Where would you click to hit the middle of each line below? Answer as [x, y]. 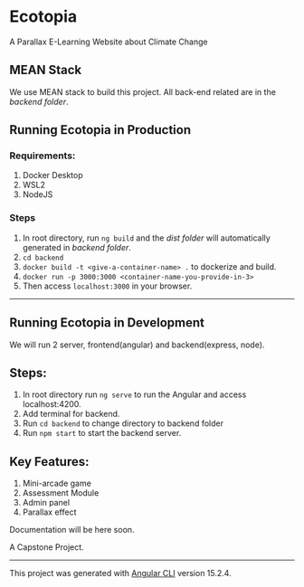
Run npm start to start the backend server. [102, 433]
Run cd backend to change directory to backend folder [123, 423]
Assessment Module [61, 493]
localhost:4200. [52, 404]
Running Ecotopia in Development [107, 323]
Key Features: [49, 462]
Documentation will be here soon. [72, 530]
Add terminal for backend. [71, 414]
